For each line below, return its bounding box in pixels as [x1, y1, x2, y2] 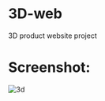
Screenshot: [8, 58, 91, 77]
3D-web [8, 5, 63, 23]
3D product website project [8, 31, 97, 40]
